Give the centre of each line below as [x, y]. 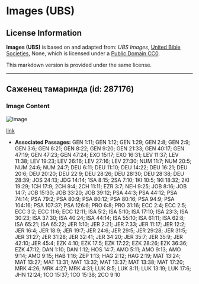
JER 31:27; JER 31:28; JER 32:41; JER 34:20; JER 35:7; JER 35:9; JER [99, 236]
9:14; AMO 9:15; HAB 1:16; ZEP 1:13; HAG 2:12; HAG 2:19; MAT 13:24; [98, 255]
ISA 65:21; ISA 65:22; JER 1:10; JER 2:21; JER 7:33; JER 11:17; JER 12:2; [100, 224]
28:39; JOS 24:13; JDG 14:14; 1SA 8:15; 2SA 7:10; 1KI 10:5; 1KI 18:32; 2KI [102, 180]
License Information [44, 33]
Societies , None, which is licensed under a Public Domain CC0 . [83, 53]
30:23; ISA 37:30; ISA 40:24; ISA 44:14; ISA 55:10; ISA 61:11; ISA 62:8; [100, 217]
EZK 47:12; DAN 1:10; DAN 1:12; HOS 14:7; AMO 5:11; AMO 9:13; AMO [98, 249]
